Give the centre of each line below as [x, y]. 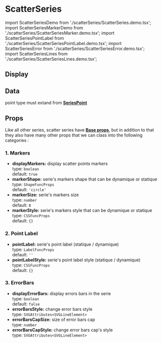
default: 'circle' [29, 190]
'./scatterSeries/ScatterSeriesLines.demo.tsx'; [51, 59]
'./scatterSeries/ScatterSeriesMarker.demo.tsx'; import [60, 33]
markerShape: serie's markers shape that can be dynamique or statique [84, 179]
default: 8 [21, 205]
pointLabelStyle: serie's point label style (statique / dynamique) [76, 260]
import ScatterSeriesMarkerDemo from [44, 27]
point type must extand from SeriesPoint [46, 103]
